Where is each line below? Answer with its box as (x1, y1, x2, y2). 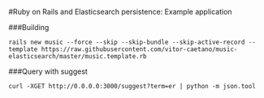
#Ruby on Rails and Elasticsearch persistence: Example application (8, 7, 233, 16)
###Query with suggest (8, 66, 88, 76)
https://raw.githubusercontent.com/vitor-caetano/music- (41, 45, 238, 53)
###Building (8, 23, 50, 32)
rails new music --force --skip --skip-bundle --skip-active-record (8, 38, 245, 46)
